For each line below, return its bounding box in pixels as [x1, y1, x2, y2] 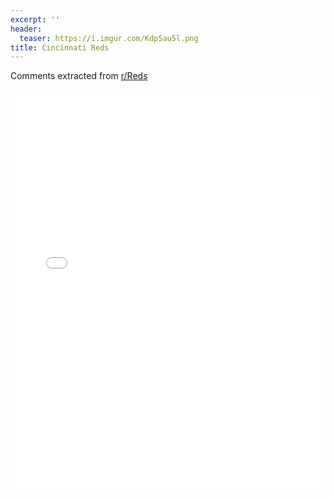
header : [10, 24, 43, 34]
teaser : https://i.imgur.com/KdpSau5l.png [19, 33, 199, 43]
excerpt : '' [10, 14, 60, 25]
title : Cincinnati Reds [10, 42, 110, 53]
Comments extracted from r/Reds [10, 70, 148, 82]
